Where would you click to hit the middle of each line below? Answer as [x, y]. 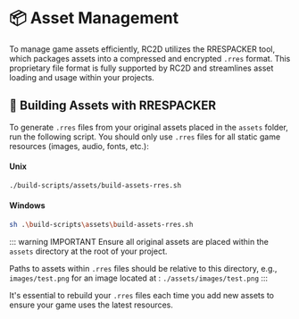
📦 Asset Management [94, 18]
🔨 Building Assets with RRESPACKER [113, 106]
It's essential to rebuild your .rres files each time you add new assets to [142, 295]
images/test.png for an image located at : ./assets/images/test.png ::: [139, 278]
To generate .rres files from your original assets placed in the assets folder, [149, 127]
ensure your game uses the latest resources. [91, 305]
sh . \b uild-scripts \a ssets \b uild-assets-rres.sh [101, 225]
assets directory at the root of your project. [88, 251]
